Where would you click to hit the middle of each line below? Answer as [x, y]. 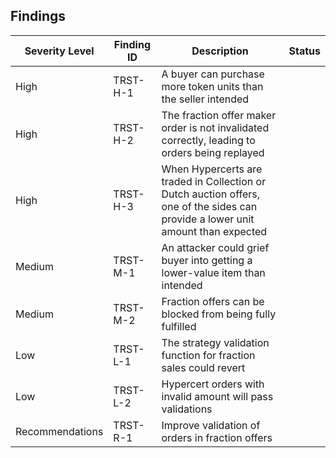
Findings [38, 16]
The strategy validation [215, 342]
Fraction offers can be [213, 301]
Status [304, 51]
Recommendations [59, 431]
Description [220, 51]
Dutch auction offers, [210, 194]
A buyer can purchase [213, 74]
